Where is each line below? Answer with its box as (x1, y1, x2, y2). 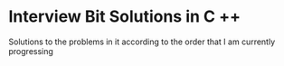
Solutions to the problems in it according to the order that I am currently (8, 36, 276, 47)
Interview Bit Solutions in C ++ (8, 6, 241, 27)
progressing (8, 45, 53, 56)
